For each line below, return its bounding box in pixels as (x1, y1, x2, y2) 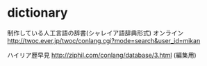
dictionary (7, 5, 68, 21)
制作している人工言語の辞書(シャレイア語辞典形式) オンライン (7, 28, 184, 37)
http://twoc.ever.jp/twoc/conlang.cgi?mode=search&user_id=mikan (7, 36, 201, 44)
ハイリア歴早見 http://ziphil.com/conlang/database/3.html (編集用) (7, 51, 197, 59)
